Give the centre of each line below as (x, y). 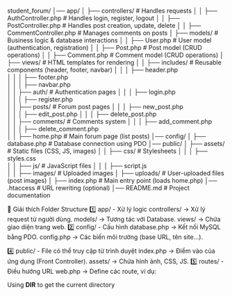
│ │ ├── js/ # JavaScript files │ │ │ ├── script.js (77, 166)
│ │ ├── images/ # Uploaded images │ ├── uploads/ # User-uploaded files (116, 173)
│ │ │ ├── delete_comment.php (53, 129)
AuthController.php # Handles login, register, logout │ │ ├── (94, 18)
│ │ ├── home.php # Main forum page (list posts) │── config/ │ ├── (107, 136)
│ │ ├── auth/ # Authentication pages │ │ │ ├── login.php (91, 92)
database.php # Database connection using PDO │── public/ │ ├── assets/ (116, 143)
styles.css (22, 158)
